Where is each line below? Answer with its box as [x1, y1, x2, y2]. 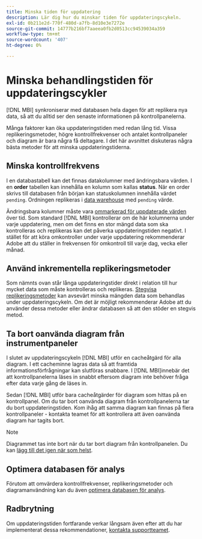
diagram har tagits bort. [6, 417, 65, 424]
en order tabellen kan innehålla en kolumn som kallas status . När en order [6, 183, 191, 190]
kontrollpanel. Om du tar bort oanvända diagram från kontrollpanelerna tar [6, 398, 190, 405]
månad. [6, 246, 25, 253]
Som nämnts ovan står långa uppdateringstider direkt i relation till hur [6, 279, 177, 286]
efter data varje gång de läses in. [6, 380, 88, 387]
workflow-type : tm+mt [6, 31, 61, 37]
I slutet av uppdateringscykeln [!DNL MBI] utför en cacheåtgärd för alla [6, 354, 182, 362]
